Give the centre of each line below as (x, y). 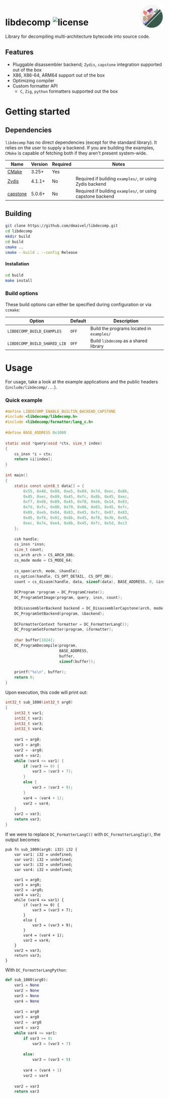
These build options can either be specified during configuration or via (78, 304)
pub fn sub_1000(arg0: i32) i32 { (41, 850)
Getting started (38, 111)
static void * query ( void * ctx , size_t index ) (54, 443)
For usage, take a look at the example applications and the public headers (82, 382)
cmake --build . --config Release (41, 252)
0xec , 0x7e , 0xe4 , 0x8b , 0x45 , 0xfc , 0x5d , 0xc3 (75, 523)
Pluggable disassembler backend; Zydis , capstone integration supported (87, 64)
